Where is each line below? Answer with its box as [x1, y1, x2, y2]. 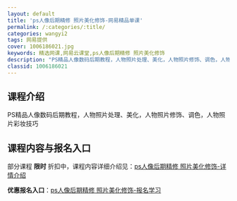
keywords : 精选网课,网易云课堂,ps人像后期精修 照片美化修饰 [7, 50, 166, 57]
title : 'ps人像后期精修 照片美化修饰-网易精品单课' [7, 17, 143, 24]
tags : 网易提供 [7, 37, 48, 44]
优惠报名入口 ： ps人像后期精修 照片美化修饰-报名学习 [7, 186, 162, 195]
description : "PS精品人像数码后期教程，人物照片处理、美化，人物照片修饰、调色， [7, 56, 221, 63]
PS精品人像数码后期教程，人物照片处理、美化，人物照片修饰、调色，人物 [7, 111, 219, 119]
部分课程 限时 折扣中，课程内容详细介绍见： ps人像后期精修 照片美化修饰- [7, 162, 221, 171]
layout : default [7, 10, 55, 18]
